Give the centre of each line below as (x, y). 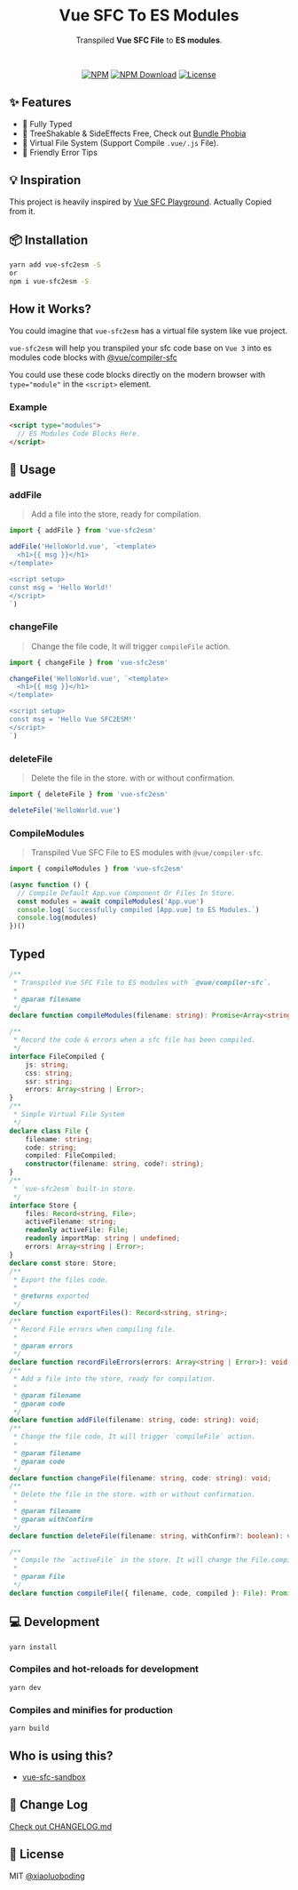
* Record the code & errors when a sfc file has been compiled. (134, 1040)
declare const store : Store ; (63, 1263)
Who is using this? (61, 1755)
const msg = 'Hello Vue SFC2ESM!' (73, 720)
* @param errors (43, 1346)
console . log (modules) (57, 918)
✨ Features (40, 103)
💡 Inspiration (45, 180)
